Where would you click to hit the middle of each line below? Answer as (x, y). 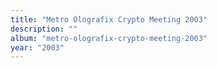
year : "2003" (37, 47)
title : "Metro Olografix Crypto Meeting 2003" (109, 19)
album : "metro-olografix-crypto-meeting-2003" (109, 38)
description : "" (44, 29)
